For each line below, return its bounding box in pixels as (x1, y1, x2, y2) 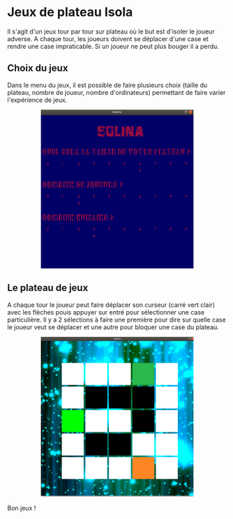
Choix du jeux (7, 62, 68, 74)
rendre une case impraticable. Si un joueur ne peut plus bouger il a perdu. (7, 42, 220, 50)
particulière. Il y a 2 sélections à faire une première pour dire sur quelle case (7, 315, 227, 324)
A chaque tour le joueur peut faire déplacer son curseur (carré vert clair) (7, 301, 215, 309)
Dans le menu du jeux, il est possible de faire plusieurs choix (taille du (7, 81, 208, 89)
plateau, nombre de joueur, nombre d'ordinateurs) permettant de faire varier (7, 88, 226, 96)
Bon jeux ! (7, 504, 36, 512)
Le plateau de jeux (7, 282, 89, 294)
